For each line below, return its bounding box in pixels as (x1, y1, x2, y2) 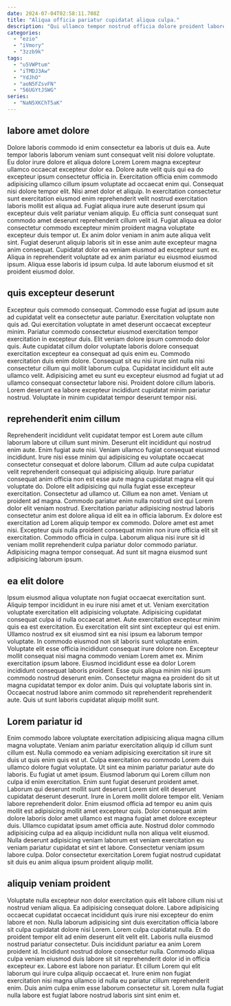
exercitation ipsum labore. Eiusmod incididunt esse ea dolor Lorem (7, 659, 196, 667)
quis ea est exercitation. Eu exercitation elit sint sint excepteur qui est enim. (7, 623, 221, 631)
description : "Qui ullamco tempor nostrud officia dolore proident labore (7, 23, 226, 30)
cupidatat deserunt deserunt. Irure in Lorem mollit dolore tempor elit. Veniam (7, 792, 224, 801)
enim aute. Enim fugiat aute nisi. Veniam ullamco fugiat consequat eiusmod (7, 446, 220, 454)
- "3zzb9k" (13, 49, 45, 56)
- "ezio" (13, 36, 38, 43)
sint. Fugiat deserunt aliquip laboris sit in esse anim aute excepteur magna (7, 238, 217, 246)
